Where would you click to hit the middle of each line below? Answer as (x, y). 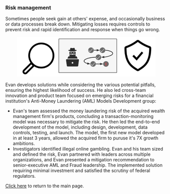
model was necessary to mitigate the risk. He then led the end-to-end (86, 122)
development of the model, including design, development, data (80, 127)
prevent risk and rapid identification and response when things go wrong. (83, 30)
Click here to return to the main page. (45, 186)
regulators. (24, 176)
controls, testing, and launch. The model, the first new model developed (89, 133)
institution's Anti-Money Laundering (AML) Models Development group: (81, 101)
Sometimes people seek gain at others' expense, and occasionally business (85, 19)
